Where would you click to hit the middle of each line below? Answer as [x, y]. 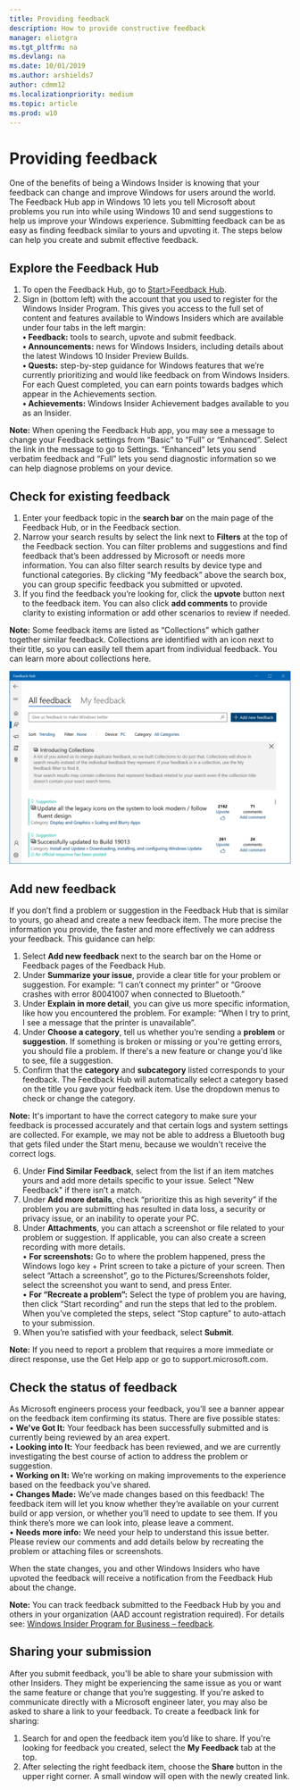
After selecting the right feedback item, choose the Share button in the [152, 1766]
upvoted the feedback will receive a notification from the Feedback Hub [141, 1578]
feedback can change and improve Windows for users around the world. [143, 193]
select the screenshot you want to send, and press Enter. [127, 1285]
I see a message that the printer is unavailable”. [109, 1023]
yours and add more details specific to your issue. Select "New [138, 1181]
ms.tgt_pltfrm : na [43, 47]
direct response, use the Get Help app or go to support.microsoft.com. [139, 1359]
